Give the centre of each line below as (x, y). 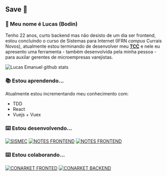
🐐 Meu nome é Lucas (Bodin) (41, 24)
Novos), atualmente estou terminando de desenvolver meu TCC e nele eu (83, 46)
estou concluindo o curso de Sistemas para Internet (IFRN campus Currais (83, 41)
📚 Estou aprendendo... (35, 81)
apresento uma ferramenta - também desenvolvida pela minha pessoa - (81, 51)
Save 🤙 (17, 9)
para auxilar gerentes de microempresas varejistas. (59, 57)
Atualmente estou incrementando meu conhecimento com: (67, 93)
